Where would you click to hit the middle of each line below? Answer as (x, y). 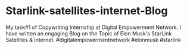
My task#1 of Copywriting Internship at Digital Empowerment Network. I (93, 27)
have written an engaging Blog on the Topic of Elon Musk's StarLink (89, 33)
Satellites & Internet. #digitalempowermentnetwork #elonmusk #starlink (93, 40)
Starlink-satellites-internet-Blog (87, 11)
